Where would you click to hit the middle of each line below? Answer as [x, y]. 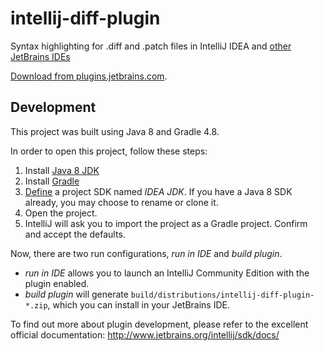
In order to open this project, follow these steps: [109, 151]
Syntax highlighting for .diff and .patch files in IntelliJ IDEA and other [151, 46]
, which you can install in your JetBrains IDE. [138, 304]
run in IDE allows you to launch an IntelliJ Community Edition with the [167, 273]
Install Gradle [52, 181]
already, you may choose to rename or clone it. [121, 202]
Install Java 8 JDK [62, 170]
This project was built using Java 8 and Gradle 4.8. [115, 131]
